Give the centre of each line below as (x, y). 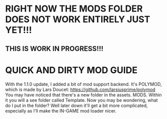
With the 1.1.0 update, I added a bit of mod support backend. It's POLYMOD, (83, 84)
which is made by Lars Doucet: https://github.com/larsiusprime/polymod (80, 89)
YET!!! (19, 30)
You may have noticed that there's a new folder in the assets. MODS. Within (83, 95)
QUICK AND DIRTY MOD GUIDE (71, 70)
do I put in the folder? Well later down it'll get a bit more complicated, (77, 105)
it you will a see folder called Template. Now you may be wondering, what (81, 100)
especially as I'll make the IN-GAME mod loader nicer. (61, 110)
